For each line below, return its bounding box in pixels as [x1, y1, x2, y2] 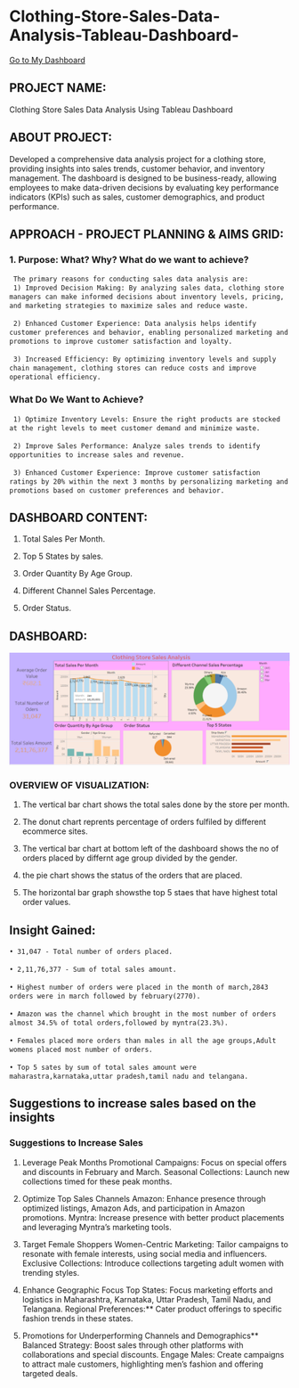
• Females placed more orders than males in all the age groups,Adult [9, 1036, 277, 1046]
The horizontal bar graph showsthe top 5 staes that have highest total [21, 887, 278, 898]
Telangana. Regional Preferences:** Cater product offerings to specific [21, 1303, 282, 1314]
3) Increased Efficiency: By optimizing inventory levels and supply [12, 355, 277, 364]
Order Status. [21, 603, 72, 614]
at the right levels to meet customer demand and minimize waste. [9, 423, 261, 433]
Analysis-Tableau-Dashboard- [9, 25, 239, 45]
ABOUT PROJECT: [9, 130, 113, 145]
